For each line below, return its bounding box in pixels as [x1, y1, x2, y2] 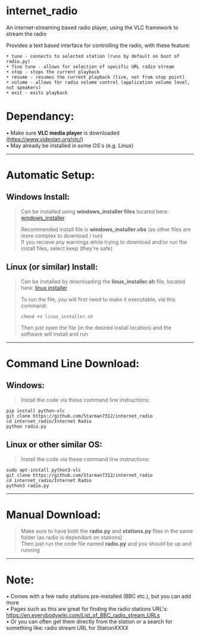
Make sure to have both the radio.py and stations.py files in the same [20, 527, 193, 535]
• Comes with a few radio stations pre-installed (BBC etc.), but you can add [6, 593, 192, 600]
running [20, 546, 40, 554]
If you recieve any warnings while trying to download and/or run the [20, 238, 187, 246]
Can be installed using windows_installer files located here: [20, 207, 169, 215]
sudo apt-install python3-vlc [6, 467, 82, 473]
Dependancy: [6, 110, 74, 123]
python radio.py [6, 423, 46, 430]
